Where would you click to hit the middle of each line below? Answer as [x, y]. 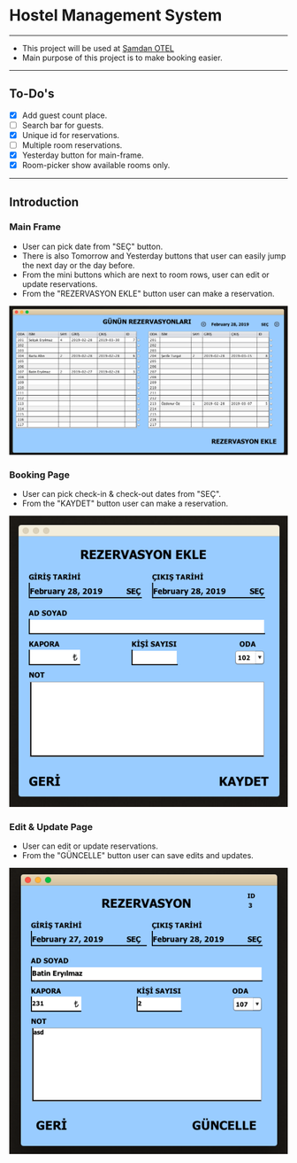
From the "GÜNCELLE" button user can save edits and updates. [137, 855]
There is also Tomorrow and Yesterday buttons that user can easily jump [154, 256]
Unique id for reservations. [71, 135]
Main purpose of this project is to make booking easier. [122, 58]
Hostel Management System [116, 16]
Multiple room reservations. [72, 145]
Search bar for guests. [63, 125]
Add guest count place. [65, 115]
